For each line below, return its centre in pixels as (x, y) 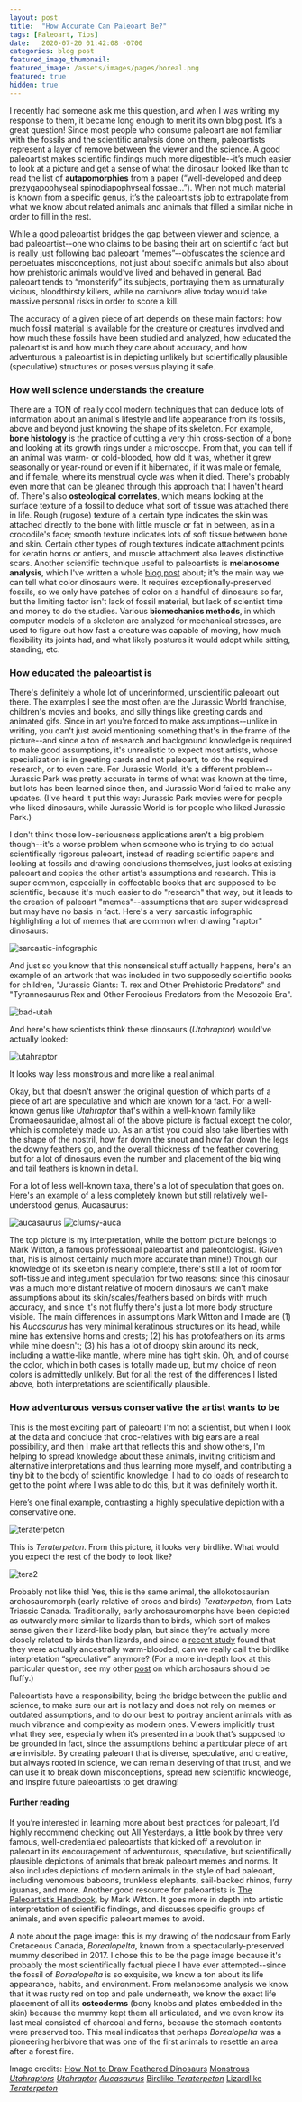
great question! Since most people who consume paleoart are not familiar (146, 130)
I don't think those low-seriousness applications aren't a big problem (137, 835)
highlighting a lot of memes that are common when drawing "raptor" (136, 921)
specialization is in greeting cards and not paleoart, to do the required (139, 760)
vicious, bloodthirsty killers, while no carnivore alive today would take (138, 291)
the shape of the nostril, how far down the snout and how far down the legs (149, 1140)
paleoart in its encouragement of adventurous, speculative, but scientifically (151, 1851)
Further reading (39, 1802)
